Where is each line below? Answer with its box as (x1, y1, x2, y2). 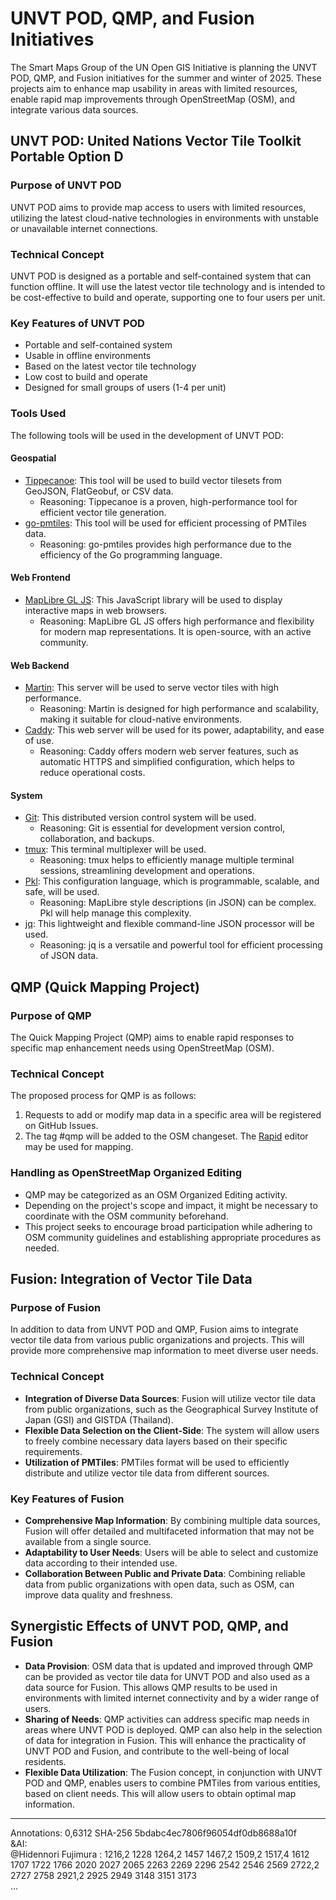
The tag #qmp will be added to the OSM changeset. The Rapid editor (24, 1130, 309, 1142)
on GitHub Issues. (24, 1120, 99, 1132)
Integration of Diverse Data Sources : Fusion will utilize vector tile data (24, 1392, 316, 1404)
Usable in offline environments (24, 350, 152, 362)
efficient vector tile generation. (39, 506, 167, 518)
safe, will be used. (24, 886, 100, 898)
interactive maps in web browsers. (24, 604, 167, 616)
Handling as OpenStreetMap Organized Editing (10, 1166, 243, 1180)
